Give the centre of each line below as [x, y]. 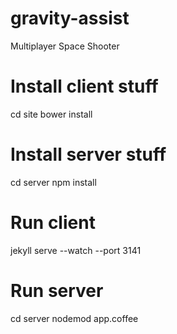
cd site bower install [51, 114]
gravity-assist [70, 18]
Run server [57, 290]
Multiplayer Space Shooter [65, 46]
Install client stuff [84, 86]
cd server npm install [53, 182]
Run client [53, 223]
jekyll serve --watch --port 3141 [76, 250]
